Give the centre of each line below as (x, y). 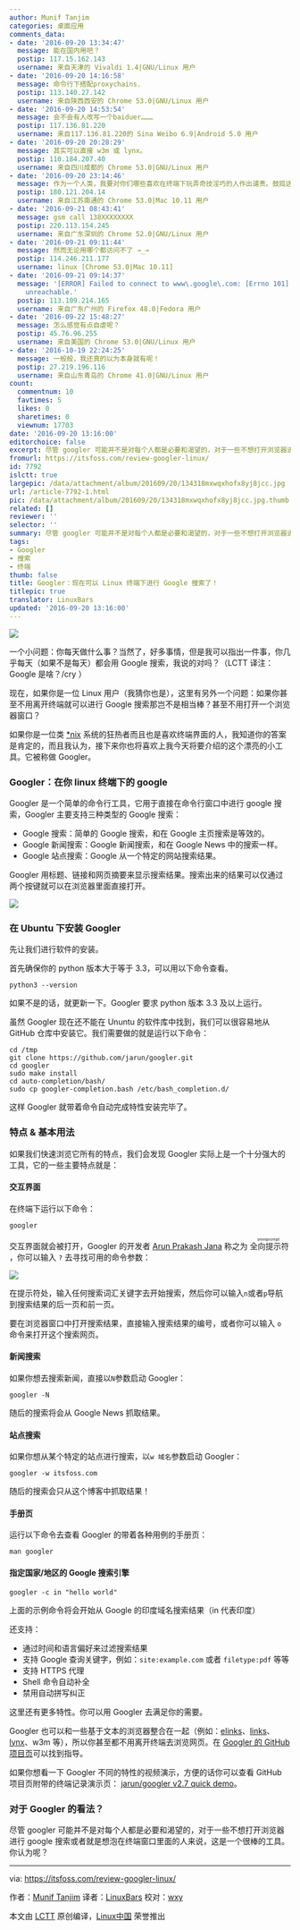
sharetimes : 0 (43, 417)
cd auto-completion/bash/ (57, 1082)
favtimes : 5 (40, 400)
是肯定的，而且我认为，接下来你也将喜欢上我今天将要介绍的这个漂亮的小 (142, 745)
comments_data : (37, 34)
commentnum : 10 (46, 392)
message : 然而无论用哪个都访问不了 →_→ (83, 251)
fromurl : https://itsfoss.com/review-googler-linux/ (109, 459)
